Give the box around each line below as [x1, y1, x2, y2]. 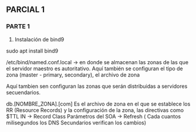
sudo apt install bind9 [6, 47, 59, 54]
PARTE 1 [6, 22, 30, 31]
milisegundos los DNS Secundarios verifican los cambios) [6, 119, 147, 126]
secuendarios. [6, 88, 41, 96]
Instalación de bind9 [14, 35, 65, 43]
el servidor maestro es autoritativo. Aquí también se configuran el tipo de [6, 65, 184, 72]
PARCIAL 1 [6, 5, 45, 15]
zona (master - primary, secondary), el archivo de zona [6, 71, 140, 78]
